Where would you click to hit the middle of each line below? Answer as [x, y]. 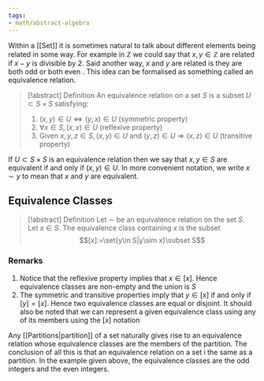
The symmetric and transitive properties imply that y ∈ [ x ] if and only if [135, 295]
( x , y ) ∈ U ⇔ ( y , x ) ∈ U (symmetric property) [113, 118]
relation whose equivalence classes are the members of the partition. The [128, 343]
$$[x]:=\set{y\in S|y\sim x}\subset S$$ [142, 241]
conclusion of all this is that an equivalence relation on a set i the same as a [130, 352]
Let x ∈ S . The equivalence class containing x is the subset [124, 228]
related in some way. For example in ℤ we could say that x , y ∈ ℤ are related [131, 54]
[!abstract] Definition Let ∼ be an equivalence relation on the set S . [136, 220]
